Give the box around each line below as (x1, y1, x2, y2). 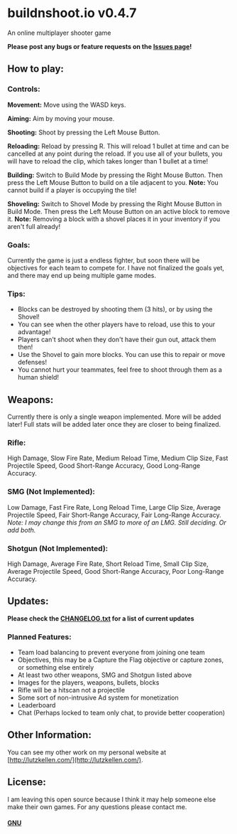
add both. (7, 525, 36, 534)
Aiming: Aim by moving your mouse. (7, 114, 115, 122)
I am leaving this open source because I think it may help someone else (7, 795, 216, 803)
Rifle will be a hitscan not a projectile (17, 686, 126, 695)
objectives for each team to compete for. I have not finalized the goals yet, (7, 263, 225, 272)
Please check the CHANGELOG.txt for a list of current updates (7, 614, 194, 623)
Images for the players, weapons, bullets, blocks (17, 678, 160, 687)
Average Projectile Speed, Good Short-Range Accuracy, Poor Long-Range (7, 567, 224, 575)
